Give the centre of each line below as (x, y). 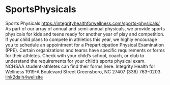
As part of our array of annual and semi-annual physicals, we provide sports (85, 28)
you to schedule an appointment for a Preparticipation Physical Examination (85, 45)
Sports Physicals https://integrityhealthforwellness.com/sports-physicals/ (83, 23)
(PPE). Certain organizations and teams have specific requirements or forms (85, 50)
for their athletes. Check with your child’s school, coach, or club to (75, 55)
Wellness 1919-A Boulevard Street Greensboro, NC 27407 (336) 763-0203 (83, 71)
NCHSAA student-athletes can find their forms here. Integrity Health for (80, 66)
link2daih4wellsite (24, 77)
